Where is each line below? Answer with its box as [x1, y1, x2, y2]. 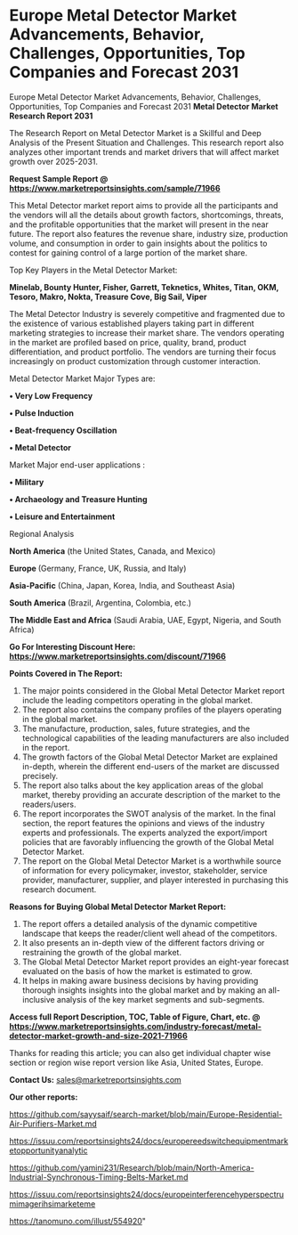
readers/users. [21, 799, 77, 809]
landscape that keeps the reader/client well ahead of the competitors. [21, 928, 278, 938]
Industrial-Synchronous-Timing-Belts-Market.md [9, 1172, 189, 1182]
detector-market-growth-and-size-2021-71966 [9, 1030, 189, 1041]
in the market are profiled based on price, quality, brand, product [9, 337, 247, 347]
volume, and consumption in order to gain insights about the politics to [9, 238, 268, 248]
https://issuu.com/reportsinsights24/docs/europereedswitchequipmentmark [9, 1135, 289, 1146]
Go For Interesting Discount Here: [9, 641, 136, 652]
